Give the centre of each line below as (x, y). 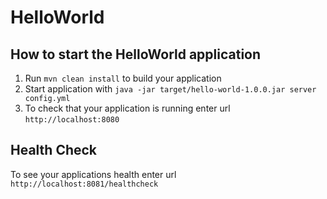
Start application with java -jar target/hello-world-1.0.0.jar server (170, 89)
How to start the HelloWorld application (136, 54)
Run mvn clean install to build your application (123, 78)
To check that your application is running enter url (127, 108)
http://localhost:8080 (72, 120)
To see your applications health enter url (93, 174)
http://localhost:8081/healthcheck (84, 184)
